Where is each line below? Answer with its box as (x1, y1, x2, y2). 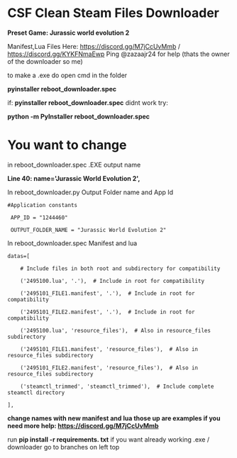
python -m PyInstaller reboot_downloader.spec (7, 112, 150, 121)
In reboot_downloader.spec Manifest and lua (7, 239, 138, 247)
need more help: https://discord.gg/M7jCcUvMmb (7, 421, 159, 430)
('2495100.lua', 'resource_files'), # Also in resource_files (20, 327, 211, 334)
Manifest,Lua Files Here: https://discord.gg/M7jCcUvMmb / (7, 42, 181, 50)
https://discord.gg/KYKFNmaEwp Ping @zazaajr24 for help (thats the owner (7, 50, 230, 58)
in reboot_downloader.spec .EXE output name (7, 160, 141, 169)
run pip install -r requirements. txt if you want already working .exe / (7, 435, 210, 444)
